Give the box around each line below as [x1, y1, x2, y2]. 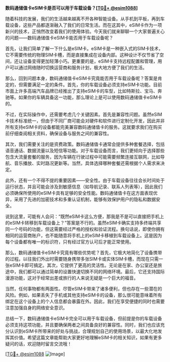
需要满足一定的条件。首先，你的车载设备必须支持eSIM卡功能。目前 [22, 82, 162, 88]
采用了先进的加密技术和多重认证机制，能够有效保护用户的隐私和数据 [14, 196, 156, 202]
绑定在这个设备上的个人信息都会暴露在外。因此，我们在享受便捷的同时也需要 [5, 299, 165, 304]
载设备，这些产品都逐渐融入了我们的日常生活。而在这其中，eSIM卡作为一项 [5, 22, 162, 28]
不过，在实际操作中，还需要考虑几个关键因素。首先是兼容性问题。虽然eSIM [5, 112, 162, 117]
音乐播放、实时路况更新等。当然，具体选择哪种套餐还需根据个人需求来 [14, 160, 160, 166]
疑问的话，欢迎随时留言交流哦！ [5, 341, 72, 347]
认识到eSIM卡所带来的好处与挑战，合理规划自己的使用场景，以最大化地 [9, 328, 158, 334]
